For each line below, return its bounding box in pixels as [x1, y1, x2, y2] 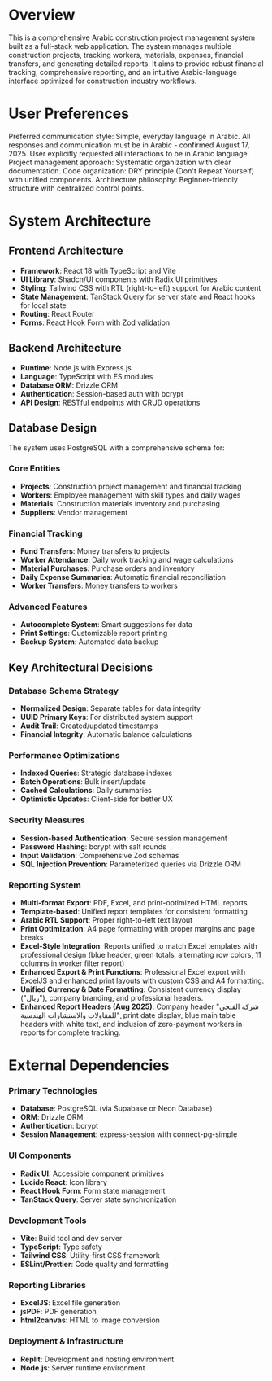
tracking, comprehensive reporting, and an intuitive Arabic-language [8, 67, 238, 77]
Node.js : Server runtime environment [19, 1362, 145, 1373]
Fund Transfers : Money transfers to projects [19, 546, 171, 556]
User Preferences [8, 104, 130, 123]
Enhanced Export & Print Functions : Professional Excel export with [19, 967, 246, 976]
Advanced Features [8, 601, 88, 612]
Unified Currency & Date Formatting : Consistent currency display [19, 984, 241, 994]
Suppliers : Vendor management [19, 507, 128, 517]
